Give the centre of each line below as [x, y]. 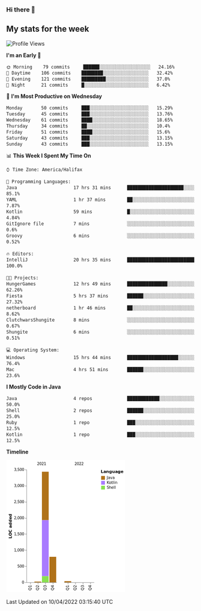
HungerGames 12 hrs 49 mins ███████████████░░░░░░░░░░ [100, 284]
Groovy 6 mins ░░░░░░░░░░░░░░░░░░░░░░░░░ [100, 236]
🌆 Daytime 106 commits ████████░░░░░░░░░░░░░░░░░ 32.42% [89, 73]
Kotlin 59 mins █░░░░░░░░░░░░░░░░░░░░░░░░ [100, 212]
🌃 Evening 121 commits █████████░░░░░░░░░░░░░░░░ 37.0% [88, 79]
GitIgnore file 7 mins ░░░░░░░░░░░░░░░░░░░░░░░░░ [100, 224]
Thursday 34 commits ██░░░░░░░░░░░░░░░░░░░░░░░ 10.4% [88, 126]
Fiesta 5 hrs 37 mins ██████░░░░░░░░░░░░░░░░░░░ [100, 296]
